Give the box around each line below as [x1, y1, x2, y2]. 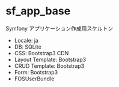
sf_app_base [5, 4, 71, 18]
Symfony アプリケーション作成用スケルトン [5, 25, 114, 32]
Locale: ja [14, 37, 38, 44]
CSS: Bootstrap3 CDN [14, 49, 69, 56]
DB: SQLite [14, 43, 41, 50]
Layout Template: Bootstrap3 [14, 56, 87, 63]
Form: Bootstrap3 [14, 68, 58, 76]
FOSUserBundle [14, 75, 55, 82]
